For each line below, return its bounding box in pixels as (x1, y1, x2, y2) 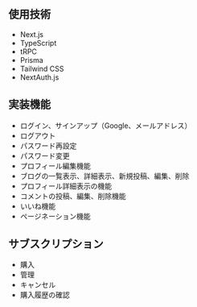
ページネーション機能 (19, 211, 91, 221)
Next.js (19, 29, 44, 39)
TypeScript (19, 38, 57, 48)
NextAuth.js (19, 72, 60, 82)
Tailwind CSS (19, 64, 64, 73)
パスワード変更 (19, 151, 70, 160)
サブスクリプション (8, 237, 104, 251)
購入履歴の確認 (19, 290, 70, 300)
